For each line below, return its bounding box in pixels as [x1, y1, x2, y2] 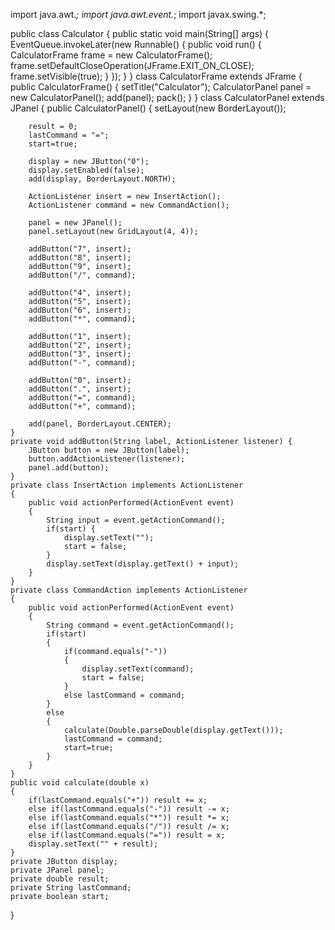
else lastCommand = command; [63, 690, 186, 700]
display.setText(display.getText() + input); [46, 559, 240, 569]
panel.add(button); [28, 463, 110, 473]
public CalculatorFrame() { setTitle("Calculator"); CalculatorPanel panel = [10, 81, 312, 93]
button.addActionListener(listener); [28, 454, 186, 464]
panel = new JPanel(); [28, 218, 123, 228]
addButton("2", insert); [28, 340, 132, 350]
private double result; [10, 874, 110, 884]
